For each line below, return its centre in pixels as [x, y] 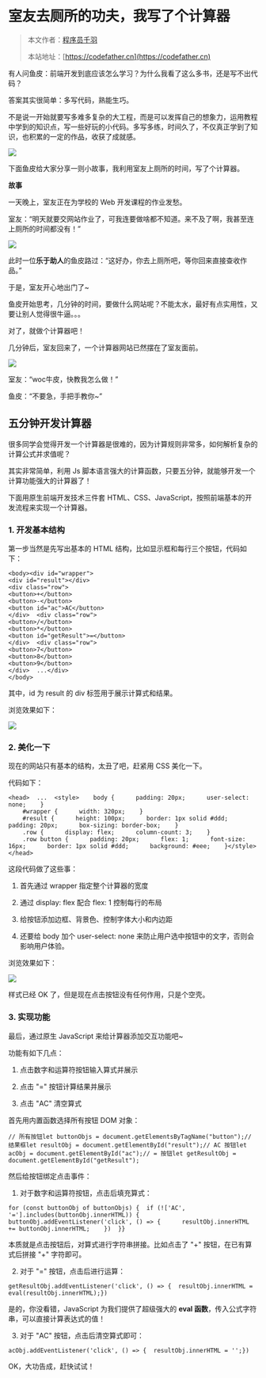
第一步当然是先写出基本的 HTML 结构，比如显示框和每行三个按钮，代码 [124, 549]
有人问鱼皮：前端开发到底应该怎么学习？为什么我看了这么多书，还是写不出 [129, 73]
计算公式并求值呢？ [40, 454]
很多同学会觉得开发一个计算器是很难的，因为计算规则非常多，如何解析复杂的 [133, 443]
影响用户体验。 [44, 946]
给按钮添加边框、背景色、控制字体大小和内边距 [96, 919]
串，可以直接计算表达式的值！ [57, 1319]
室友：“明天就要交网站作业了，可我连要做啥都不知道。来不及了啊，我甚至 [128, 219]
